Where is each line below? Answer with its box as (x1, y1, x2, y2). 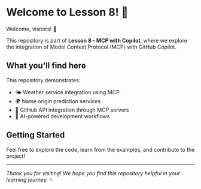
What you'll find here (6, 61, 87, 71)
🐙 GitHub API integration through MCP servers (14, 106, 129, 113)
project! (6, 152, 26, 160)
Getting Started (6, 130, 65, 140)
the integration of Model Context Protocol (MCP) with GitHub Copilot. (6, 43, 176, 50)
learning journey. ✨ (6, 176, 54, 183)
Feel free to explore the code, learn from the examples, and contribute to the (6, 146, 195, 153)
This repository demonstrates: (6, 76, 81, 83)
